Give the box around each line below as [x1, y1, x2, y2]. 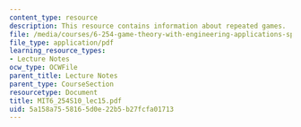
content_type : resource [9, 13, 99, 22]
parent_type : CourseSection [9, 80, 115, 89]
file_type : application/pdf [9, 38, 115, 47]
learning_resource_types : [9, 47, 106, 55]
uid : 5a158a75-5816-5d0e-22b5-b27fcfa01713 [9, 105, 175, 114]
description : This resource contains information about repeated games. [9, 21, 287, 30]
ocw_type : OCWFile [9, 63, 78, 72]
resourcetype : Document [9, 88, 99, 97]
